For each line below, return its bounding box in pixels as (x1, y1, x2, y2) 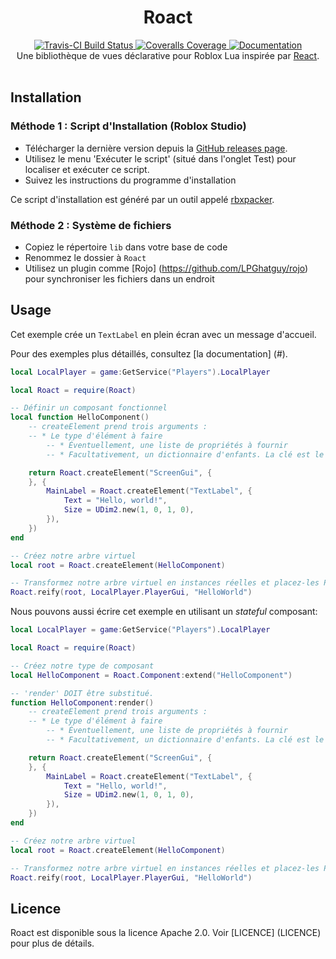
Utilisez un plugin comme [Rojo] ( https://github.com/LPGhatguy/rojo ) (24, 262, 309, 274)
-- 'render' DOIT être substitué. (10, 688, 155, 698)
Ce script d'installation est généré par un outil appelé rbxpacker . (10, 193, 275, 205)
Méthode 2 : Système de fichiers (10, 218, 172, 232)
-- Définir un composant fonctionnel (10, 403, 168, 413)
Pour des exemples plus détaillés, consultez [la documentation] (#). (10, 347, 288, 360)
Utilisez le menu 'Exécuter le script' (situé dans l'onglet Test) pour (24, 152, 297, 165)
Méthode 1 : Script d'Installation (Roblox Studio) (10, 119, 247, 133)
